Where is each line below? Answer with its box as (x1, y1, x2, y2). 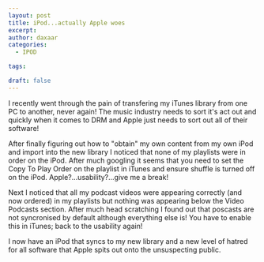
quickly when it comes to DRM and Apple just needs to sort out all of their (8, 115, 248, 125)
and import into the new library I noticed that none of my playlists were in (8, 147, 247, 156)
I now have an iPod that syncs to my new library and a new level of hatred (8, 236, 248, 245)
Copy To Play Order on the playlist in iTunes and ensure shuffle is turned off (8, 163, 255, 174)
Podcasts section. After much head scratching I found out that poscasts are (8, 204, 255, 214)
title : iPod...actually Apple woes (8, 19, 126, 27)
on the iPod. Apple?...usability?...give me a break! (8, 172, 168, 182)
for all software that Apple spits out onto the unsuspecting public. (8, 245, 221, 254)
